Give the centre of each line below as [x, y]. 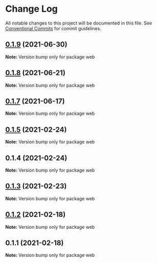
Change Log [31, 9]
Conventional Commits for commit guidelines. [53, 28]
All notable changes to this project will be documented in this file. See [79, 23]
